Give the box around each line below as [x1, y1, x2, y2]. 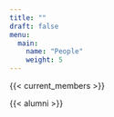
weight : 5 [26, 55, 64, 64]
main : [17, 38, 39, 48]
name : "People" [26, 47, 84, 56]
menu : [9, 30, 30, 39]
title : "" [9, 13, 47, 23]
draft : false [9, 22, 59, 31]
